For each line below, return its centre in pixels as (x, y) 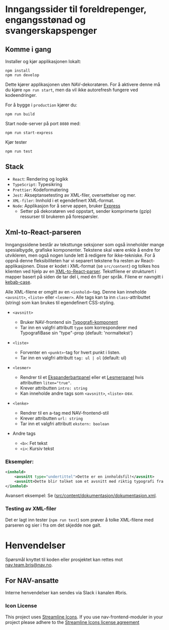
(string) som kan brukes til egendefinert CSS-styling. (60, 302)
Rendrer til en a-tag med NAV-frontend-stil (64, 413)
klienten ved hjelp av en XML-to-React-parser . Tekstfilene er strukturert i (81, 271)
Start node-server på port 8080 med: (43, 124)
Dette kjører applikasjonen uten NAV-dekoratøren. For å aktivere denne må (83, 84)
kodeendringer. (21, 95)
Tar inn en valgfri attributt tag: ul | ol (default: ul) (73, 358)
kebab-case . (18, 282)
